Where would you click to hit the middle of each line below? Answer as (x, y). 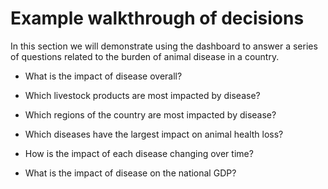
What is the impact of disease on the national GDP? (130, 173)
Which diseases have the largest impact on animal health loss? (154, 134)
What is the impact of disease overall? (103, 76)
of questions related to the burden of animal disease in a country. (145, 56)
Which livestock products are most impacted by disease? (142, 95)
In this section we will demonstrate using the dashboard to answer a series (164, 46)
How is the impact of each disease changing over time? (139, 153)
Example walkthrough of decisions (157, 18)
